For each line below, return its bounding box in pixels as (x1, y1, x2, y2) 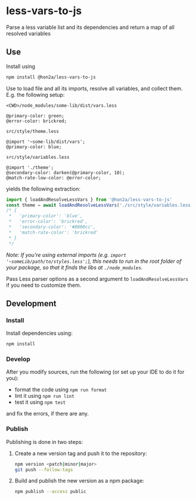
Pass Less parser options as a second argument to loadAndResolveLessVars (6, 275, 188, 282)
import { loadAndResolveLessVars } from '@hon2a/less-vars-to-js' (6, 197, 172, 202)
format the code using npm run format (14, 386, 107, 393)
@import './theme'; (6, 164, 54, 171)
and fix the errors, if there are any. (6, 410, 89, 417)
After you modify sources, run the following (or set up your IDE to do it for (6, 368, 185, 375)
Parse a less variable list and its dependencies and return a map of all (6, 24, 175, 31)
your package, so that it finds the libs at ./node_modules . (6, 264, 143, 271)
